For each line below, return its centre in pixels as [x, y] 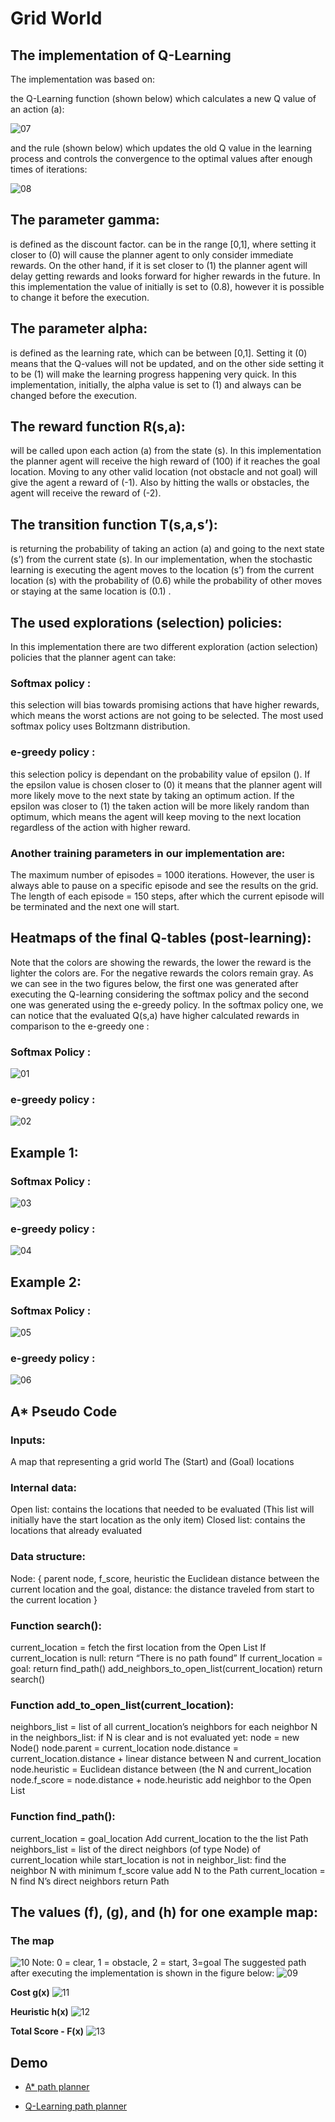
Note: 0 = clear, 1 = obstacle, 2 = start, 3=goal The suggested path [169, 1963]
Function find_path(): [63, 1817]
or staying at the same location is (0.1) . [91, 591]
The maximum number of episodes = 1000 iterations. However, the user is [162, 874]
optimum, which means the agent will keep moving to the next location [156, 816]
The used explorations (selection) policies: [146, 622]
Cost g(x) [30, 1993]
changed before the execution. [73, 395]
